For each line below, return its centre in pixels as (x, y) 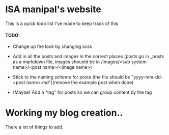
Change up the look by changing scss (52, 46)
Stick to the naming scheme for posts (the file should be (72, 77)
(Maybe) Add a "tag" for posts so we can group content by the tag (82, 92)
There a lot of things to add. (34, 127)
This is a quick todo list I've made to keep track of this (62, 23)
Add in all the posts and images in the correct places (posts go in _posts (88, 57)
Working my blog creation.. (64, 113)
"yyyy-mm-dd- (147, 77)
